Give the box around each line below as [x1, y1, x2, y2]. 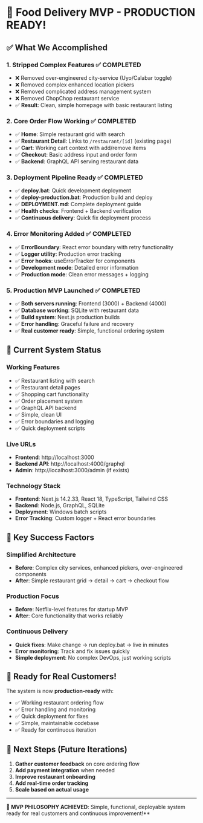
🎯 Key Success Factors [6, 532, 95, 542]
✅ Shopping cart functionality [14, 390, 89, 398]
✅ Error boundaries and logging [14, 417, 95, 425]
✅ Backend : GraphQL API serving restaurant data [14, 158, 139, 165]
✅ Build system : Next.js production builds [14, 314, 120, 321]
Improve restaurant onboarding [14, 773, 95, 781]
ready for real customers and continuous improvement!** [6, 810, 150, 817]
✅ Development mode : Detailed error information [14, 264, 139, 271]
